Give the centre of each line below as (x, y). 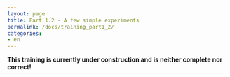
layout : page (26, 14)
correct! (19, 67)
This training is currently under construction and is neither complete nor (115, 59)
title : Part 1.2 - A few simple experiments (73, 20)
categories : (25, 33)
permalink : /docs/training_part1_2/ (61, 27)
